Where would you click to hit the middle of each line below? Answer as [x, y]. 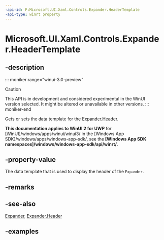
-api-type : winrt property [33, 14]
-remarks [20, 187]
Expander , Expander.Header [34, 216]
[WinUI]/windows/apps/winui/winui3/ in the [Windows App [65, 134]
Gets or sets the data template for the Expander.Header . [62, 119]
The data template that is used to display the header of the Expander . [75, 172]
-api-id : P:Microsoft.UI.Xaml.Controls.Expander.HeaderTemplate [72, 10]
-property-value [31, 160]
